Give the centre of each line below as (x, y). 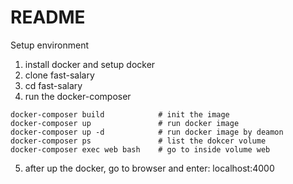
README (48, 17)
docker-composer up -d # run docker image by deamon (147, 132)
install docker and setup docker (90, 64)
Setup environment (49, 45)
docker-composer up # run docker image (125, 123)
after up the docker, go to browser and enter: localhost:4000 (149, 168)
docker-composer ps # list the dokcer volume (138, 141)
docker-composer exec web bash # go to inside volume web (140, 149)
